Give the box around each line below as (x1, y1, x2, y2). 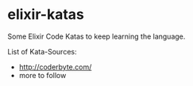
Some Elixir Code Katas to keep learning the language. (7, 32, 186, 41)
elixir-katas (7, 6, 84, 24)
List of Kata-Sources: (7, 47, 77, 56)
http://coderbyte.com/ (18, 62, 92, 72)
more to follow (18, 70, 67, 80)
